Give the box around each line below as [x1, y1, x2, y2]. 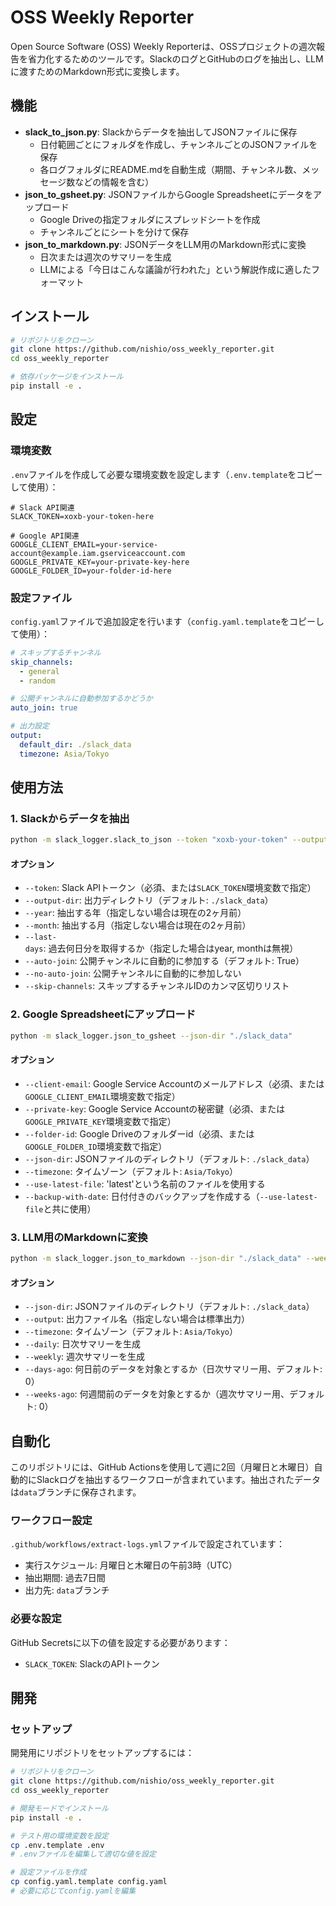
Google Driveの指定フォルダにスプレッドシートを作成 [39, 213, 261, 225]
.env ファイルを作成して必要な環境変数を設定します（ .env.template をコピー [10, 468, 323, 480]
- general [19, 666, 60, 676]
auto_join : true [10, 703, 78, 713]
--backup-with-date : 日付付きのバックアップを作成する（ [24, 1190, 260, 1202]
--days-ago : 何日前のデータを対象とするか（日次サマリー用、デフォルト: [24, 1363, 323, 1375]
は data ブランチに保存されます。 [10, 1486, 142, 1498]
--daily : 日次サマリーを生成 [24, 1338, 141, 1350]
